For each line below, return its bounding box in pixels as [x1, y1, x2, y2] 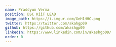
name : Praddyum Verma [5, 7, 50, 12]
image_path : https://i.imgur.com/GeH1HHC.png [5, 16, 100, 21]
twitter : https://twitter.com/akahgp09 [5, 21, 87, 26]
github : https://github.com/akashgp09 [5, 25, 85, 30]
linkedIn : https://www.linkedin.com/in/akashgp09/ [5, 30, 112, 35]
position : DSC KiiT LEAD [5, 12, 56, 17]
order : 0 [5, 35, 23, 40]
